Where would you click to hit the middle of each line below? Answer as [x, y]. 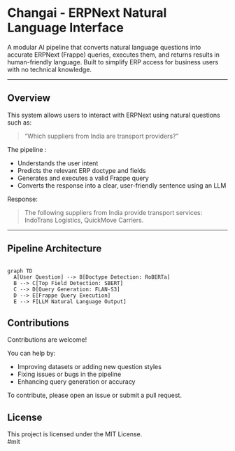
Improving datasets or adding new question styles [90, 367]
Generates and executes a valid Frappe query [83, 178]
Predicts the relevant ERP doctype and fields [81, 170]
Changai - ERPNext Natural [87, 13]
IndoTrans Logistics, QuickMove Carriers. [84, 220]
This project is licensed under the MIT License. [75, 434]
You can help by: [31, 353]
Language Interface [65, 28]
